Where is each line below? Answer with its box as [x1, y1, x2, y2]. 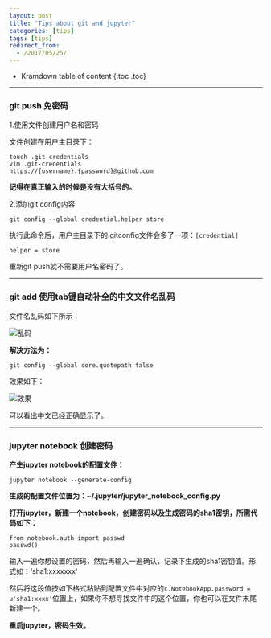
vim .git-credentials [9, 160, 82, 169]
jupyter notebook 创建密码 [9, 440, 113, 451]
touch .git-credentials [9, 153, 89, 162]
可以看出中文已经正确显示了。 [9, 411, 108, 420]
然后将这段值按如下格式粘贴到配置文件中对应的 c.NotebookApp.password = [9, 583, 251, 593]
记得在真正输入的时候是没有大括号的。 [9, 182, 136, 192]
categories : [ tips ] [9, 27, 75, 35]
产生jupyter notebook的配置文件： [9, 460, 125, 469]
